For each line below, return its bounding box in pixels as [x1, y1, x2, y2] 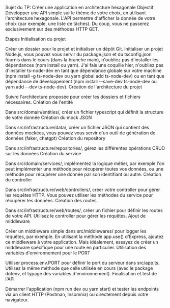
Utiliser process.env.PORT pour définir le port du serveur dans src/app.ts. [5, 260, 160, 266]
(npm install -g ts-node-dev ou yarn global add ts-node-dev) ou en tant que [5, 73, 164, 79]
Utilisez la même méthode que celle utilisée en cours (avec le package [5, 265, 153, 271]
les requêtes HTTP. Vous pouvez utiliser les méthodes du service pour [5, 192, 153, 198]
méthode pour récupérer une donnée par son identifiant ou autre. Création [5, 171, 161, 177]
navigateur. [5, 297, 29, 303]
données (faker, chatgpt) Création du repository [5, 135, 106, 141]
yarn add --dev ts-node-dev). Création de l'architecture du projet [5, 84, 143, 90]
